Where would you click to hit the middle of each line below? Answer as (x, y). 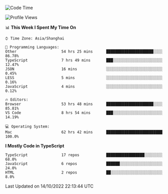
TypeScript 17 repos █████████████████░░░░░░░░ (84, 155)
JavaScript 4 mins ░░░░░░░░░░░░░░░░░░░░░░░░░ (84, 86)
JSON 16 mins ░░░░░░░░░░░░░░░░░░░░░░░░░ (84, 69)
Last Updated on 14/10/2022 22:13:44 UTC (49, 186)
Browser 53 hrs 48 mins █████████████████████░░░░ (84, 104)
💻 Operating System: (28, 126)
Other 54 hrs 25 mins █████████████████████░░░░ (84, 51)
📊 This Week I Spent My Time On (41, 27)
